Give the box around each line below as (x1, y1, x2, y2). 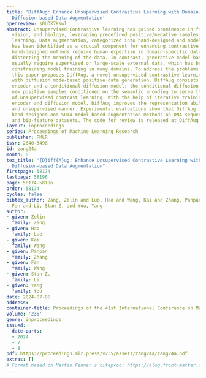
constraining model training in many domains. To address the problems (12, 66, 199, 72)
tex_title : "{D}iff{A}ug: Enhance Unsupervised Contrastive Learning (6, 157, 188, 163)
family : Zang (12, 220, 45, 226)
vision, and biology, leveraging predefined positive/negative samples (12, 32, 199, 38)
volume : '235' (6, 311, 43, 317)
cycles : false (6, 191, 43, 197)
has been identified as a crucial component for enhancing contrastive (12, 43, 199, 50)
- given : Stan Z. (6, 271, 51, 278)
